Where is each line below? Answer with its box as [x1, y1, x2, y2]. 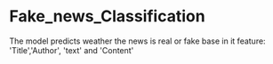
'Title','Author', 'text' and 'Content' [9, 44, 134, 55]
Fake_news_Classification [9, 6, 206, 27]
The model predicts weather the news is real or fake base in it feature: [9, 36, 266, 46]
